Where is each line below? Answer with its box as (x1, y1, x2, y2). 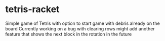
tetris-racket (5, 4, 60, 15)
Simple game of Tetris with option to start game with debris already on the (5, 20, 160, 26)
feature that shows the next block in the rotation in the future (5, 31, 132, 37)
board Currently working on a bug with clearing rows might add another (5, 25, 155, 31)
